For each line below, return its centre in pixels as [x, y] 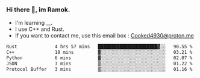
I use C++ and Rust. [39, 29]
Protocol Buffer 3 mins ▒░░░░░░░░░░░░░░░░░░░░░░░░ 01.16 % [99, 69]
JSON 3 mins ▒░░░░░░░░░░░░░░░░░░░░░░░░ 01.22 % [99, 63]
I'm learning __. [34, 23]
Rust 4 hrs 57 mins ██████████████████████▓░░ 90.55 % [99, 47]
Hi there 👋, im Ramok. [38, 10]
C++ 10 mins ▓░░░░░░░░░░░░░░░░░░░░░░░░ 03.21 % [99, 53]
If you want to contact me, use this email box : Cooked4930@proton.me [104, 36]
